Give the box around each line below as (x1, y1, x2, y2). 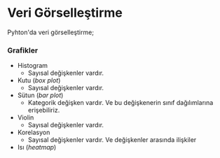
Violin (17, 113, 34, 122)
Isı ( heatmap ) (17, 143, 57, 152)
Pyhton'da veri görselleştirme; (7, 28, 95, 36)
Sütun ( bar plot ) (17, 91, 64, 99)
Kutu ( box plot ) (17, 76, 61, 85)
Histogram (17, 62, 48, 70)
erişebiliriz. (27, 106, 60, 115)
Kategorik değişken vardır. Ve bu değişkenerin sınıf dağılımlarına (27, 99, 214, 107)
